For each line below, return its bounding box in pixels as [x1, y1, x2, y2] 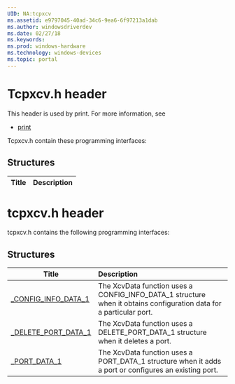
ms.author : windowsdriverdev [7, 23, 92, 30]
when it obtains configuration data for [97, 299, 222, 308]
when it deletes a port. [97, 336, 171, 346]
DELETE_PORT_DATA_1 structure [97, 327, 208, 337]
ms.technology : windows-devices [7, 50, 101, 57]
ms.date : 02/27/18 [7, 29, 61, 37]
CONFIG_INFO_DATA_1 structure [97, 290, 206, 300]
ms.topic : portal [7, 56, 58, 63]
